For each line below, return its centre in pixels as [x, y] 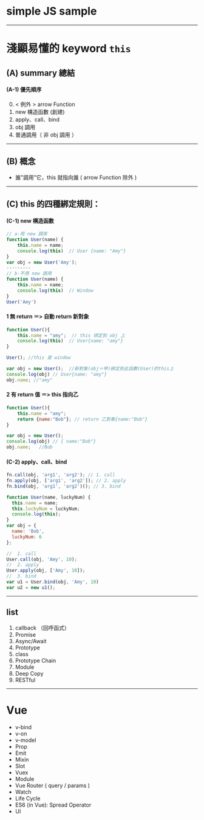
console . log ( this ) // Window [56, 291]
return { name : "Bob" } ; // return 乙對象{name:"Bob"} [83, 419]
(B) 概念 [21, 162]
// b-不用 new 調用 [29, 274]
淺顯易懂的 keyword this [69, 48]
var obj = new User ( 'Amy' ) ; [42, 262]
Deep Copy [29, 673]
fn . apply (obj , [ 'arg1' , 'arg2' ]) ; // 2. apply [66, 481]
